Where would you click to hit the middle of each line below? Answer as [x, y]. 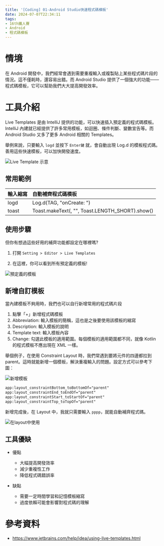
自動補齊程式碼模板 [55, 194]
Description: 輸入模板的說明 [41, 326]
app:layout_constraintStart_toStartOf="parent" [55, 397]
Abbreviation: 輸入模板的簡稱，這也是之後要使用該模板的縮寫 [74, 320]
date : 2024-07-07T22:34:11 [33, 14]
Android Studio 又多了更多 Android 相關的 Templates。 [61, 135]
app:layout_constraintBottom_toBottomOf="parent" [57, 388]
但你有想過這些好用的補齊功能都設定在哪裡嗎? [52, 242]
